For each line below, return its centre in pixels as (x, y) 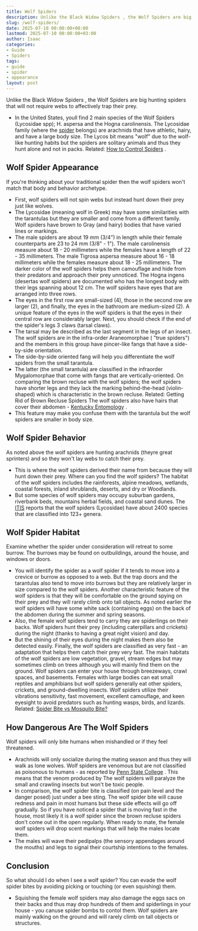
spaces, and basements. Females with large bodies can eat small (94, 677)
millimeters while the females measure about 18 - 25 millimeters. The (98, 262)
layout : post (22, 83)
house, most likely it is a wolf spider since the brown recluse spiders (98, 816)
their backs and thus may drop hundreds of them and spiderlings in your (103, 904)
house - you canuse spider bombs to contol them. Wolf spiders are (96, 910)
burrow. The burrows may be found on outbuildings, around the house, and (98, 553)
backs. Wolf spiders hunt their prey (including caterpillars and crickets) (101, 627)
